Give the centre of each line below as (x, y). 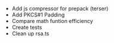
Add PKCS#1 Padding (38, 15)
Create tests (27, 27)
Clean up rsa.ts (30, 34)
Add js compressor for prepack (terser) (60, 9)
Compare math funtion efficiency (53, 21)
